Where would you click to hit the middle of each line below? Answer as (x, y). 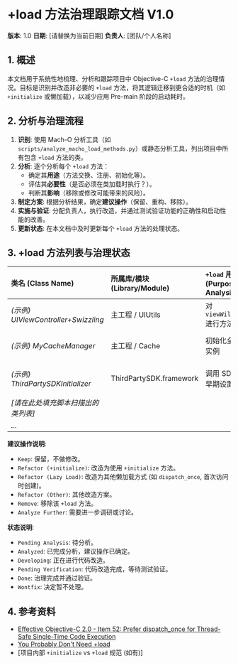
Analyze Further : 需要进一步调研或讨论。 (78, 512)
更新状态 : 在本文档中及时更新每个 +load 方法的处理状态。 (101, 228)
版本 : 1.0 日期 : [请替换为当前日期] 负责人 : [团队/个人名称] (89, 36)
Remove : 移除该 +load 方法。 (57, 503)
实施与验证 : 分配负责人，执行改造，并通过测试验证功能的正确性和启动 (119, 210)
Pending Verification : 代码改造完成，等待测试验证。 (95, 569)
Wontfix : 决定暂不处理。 (52, 587)
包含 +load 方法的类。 (55, 157)
